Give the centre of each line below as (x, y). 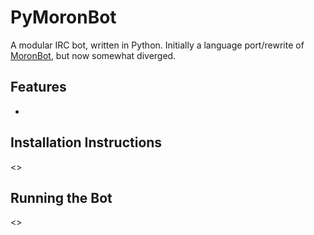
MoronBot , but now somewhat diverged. (93, 55)
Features (38, 87)
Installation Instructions (86, 142)
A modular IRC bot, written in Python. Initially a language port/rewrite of (157, 45)
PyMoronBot (63, 17)
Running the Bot (61, 197)
